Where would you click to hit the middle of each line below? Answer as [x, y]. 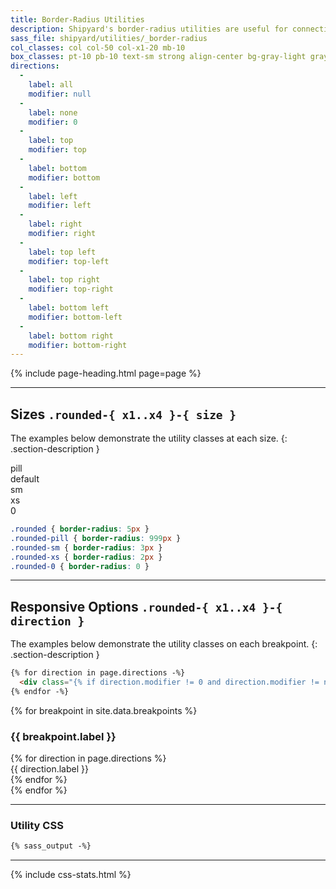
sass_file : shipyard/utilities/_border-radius [109, 38]
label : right [55, 224]
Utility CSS [37, 826]
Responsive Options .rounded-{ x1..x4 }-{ [146, 606]
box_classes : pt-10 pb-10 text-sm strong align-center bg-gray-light [158, 57]
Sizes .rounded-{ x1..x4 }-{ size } [123, 414]
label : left [53, 196]
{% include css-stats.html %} [71, 875]
